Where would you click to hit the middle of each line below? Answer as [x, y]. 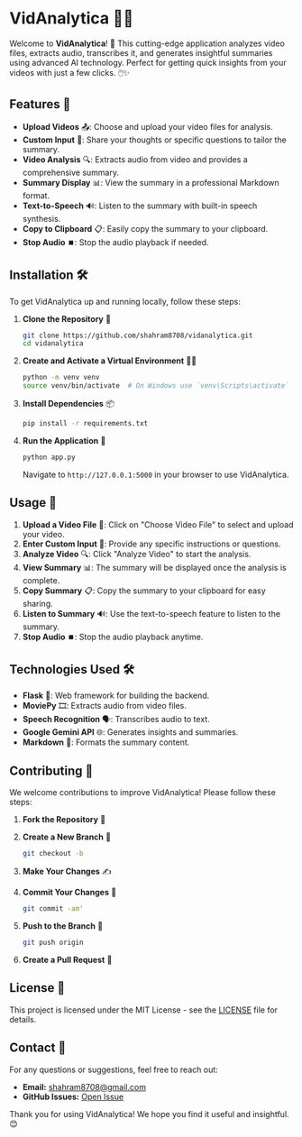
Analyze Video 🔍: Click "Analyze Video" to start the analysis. [137, 554]
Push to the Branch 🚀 [63, 926]
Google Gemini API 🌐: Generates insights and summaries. [130, 732]
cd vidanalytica [53, 344]
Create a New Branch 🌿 [66, 837]
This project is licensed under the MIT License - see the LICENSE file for [143, 1010]
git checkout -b [53, 854]
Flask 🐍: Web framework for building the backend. [116, 696]
